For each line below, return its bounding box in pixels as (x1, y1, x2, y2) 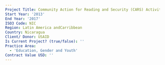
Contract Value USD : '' (5, 52, 54, 58)
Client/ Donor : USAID (5, 35, 50, 40)
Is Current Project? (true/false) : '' (5, 39, 84, 44)
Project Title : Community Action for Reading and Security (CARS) (5, 7, 144, 12)
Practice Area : (5, 43, 36, 48)
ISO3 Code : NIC (5, 21, 36, 26)
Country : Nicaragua (5, 30, 45, 35)
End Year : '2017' (5, 16, 41, 21)
